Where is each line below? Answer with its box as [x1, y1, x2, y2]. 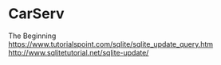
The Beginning [8, 31, 57, 40]
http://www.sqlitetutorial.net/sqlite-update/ [8, 48, 149, 57]
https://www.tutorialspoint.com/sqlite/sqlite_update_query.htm [8, 39, 214, 48]
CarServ [8, 5, 65, 23]
